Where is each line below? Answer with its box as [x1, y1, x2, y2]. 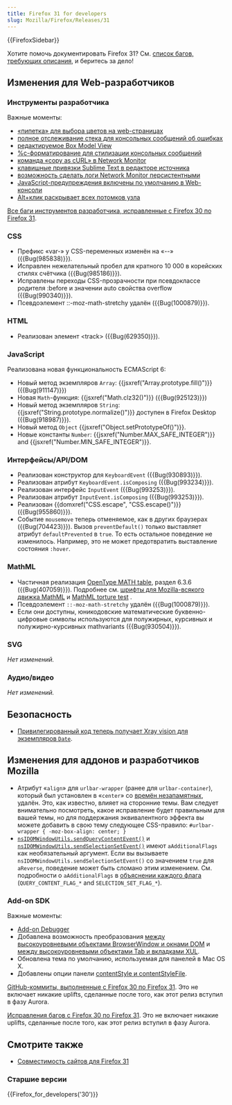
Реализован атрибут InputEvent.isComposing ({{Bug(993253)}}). [17, 493, 204, 501]
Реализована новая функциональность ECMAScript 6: [7, 366, 166, 374]
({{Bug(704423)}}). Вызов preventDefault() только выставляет [17, 523, 202, 531]
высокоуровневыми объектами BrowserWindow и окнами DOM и [17, 940, 211, 949]
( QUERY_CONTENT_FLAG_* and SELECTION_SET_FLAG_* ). [17, 878, 163, 887]
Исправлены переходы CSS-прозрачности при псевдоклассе [17, 277, 201, 285]
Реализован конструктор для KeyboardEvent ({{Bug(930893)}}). [17, 470, 202, 480]
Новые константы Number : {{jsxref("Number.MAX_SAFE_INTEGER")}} [17, 430, 215, 439]
